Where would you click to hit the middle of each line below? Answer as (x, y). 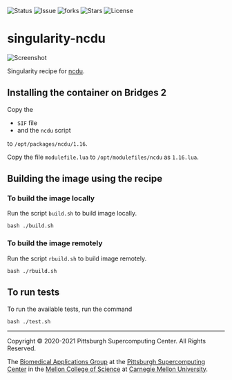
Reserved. (22, 348)
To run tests (33, 293)
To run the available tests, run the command (70, 309)
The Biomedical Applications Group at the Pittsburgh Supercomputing (106, 361)
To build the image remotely (55, 243)
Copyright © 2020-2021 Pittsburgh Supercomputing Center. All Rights (106, 341)
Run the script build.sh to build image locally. (72, 213)
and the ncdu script (44, 130)
